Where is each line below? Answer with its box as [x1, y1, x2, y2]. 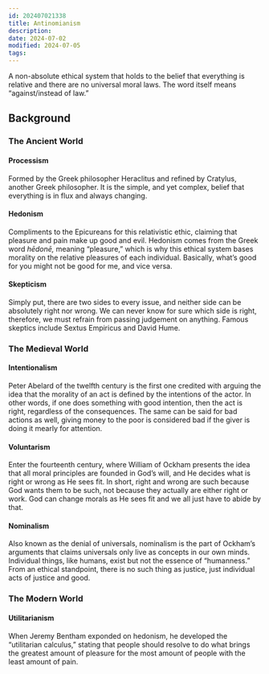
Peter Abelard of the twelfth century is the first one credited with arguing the [8, 381, 262, 391]
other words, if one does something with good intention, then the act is [8, 398, 243, 408]
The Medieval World [8, 343, 89, 354]
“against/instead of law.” [8, 88, 89, 97]
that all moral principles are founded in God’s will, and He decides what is [8, 468, 251, 479]
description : [8, 27, 52, 35]
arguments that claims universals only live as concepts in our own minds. [8, 548, 251, 557]
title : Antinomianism [8, 19, 81, 27]
